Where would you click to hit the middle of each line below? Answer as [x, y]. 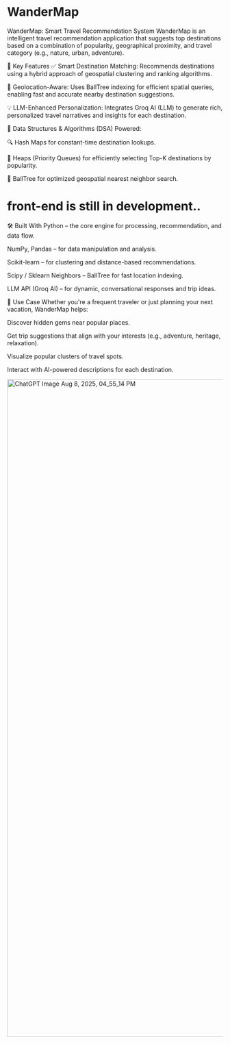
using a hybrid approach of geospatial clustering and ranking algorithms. [110, 73]
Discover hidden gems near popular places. [68, 322]
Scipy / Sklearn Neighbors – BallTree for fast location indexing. [95, 275]
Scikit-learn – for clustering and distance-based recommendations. [102, 262]
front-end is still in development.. [104, 207]
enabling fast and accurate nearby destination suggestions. [91, 94]
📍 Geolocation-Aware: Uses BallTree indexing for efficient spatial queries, [111, 87]
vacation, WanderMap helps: [48, 309]
